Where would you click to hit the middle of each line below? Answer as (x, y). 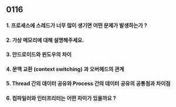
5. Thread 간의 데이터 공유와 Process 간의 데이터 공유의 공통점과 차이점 (88, 83)
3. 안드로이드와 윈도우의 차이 (39, 55)
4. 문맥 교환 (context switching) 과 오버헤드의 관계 (65, 69)
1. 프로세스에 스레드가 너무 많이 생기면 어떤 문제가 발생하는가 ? (77, 25)
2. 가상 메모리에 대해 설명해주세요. (45, 40)
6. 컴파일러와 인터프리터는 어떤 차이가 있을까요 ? (61, 98)
